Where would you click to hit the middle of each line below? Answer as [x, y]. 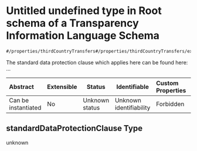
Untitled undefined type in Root [84, 11]
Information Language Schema [83, 36]
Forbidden [170, 104]
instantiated [25, 108]
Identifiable [133, 87]
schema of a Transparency [72, 23]
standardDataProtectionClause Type [74, 128]
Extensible [62, 87]
